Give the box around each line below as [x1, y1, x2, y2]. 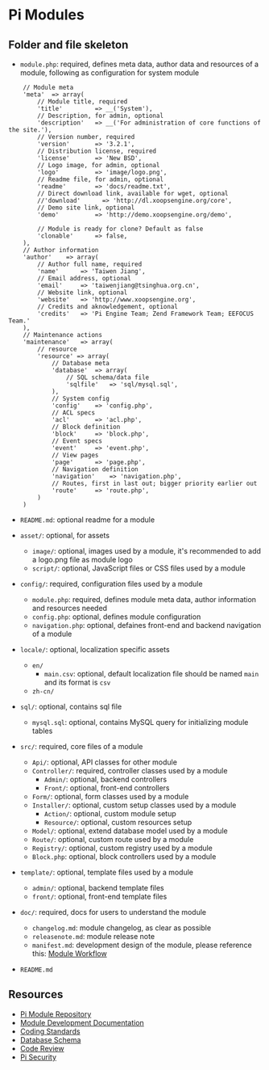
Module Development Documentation [19, 1017, 145, 1027]
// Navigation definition [51, 465, 139, 474]
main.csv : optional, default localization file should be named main [43, 669, 259, 678]
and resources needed [31, 604, 107, 613]
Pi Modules [8, 6, 85, 24]
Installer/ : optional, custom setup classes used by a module [31, 800, 237, 810]
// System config [51, 394, 110, 402]
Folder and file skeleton [8, 38, 129, 52]
